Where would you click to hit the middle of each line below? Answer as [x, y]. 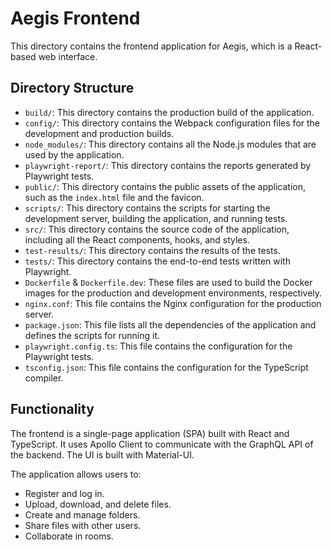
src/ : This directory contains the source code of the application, [157, 229]
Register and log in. [64, 493]
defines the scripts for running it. [92, 335]
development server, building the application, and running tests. [156, 218]
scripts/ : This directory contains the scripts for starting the [147, 208]
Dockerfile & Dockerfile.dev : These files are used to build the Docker [168, 282]
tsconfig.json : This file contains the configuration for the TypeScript [166, 367]
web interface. [68, 56]
